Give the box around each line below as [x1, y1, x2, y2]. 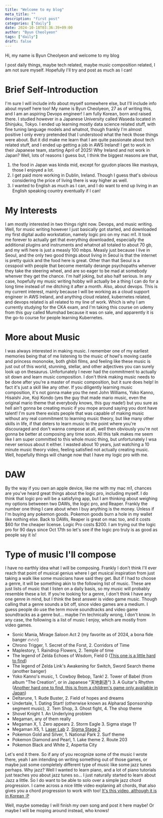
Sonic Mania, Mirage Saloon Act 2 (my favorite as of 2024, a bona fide [12, 632, 153, 638]
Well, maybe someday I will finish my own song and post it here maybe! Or [5, 802, 154, 808]
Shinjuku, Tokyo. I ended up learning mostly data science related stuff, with [5, 121, 156, 127]
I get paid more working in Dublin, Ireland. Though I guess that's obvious [12, 172, 158, 178]
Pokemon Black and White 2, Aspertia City [12, 742, 97, 748]
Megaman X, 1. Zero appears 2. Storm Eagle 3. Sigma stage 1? [12, 721, 137, 727]
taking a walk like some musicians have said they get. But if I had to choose [5, 575, 156, 581]
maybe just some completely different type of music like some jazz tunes [5, 762, 152, 768]
